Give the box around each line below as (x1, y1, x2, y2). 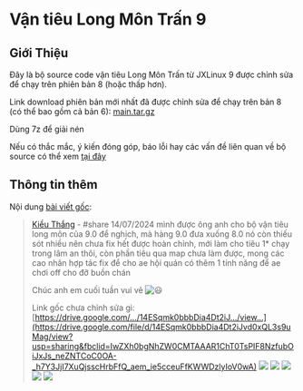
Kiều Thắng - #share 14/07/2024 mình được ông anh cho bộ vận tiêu (31, 219, 288, 230)
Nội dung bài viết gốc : (9, 200, 93, 212)
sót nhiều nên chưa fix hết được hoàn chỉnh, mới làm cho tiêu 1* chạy (31, 238, 290, 249)
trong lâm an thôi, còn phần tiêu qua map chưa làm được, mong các (31, 248, 285, 259)
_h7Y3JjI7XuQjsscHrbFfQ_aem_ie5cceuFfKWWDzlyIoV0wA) (31, 361, 257, 372)
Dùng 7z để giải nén (9, 123, 84, 134)
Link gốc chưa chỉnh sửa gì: (31, 302, 135, 313)
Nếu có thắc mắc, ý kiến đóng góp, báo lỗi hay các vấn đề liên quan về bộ (9, 142, 287, 152)
